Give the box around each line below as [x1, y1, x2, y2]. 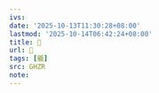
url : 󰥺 [9, 46, 34, 55]
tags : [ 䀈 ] [9, 54, 49, 63]
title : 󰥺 [9, 37, 42, 47]
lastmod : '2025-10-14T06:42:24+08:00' [9, 29, 153, 38]
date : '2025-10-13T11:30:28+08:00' [9, 21, 141, 30]
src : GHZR [9, 63, 46, 72]
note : [9, 71, 29, 80]
